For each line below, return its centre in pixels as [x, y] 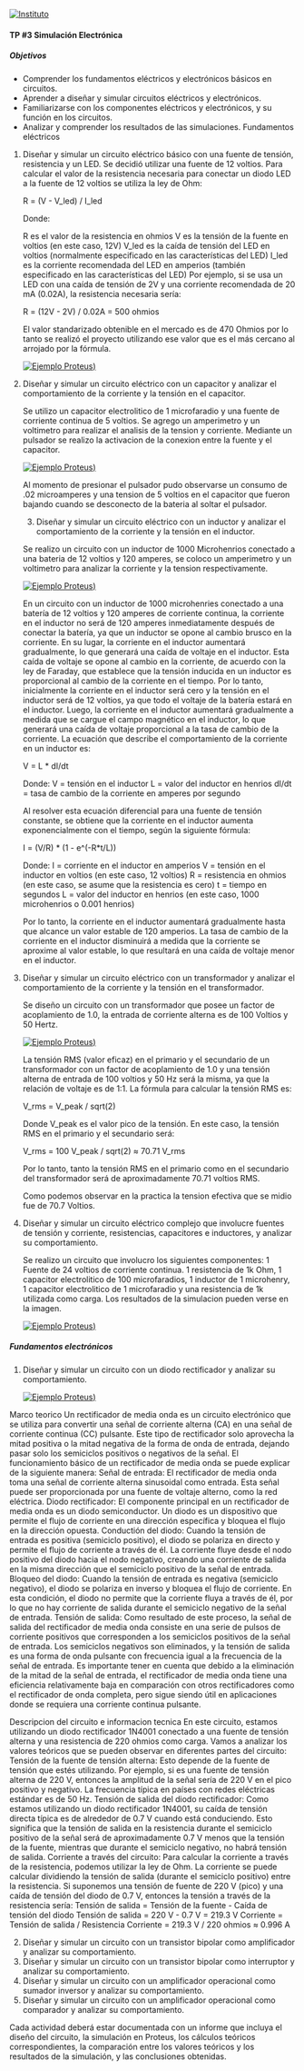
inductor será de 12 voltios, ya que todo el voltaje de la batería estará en [157, 700]
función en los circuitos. [68, 117]
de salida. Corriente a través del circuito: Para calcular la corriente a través [149, 1857]
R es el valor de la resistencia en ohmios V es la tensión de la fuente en [155, 235]
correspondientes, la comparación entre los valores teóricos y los [132, 2046]
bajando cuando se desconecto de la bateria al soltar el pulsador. [145, 503]
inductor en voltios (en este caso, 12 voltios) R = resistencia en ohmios [154, 875]
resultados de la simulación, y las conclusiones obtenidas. [118, 2056]
